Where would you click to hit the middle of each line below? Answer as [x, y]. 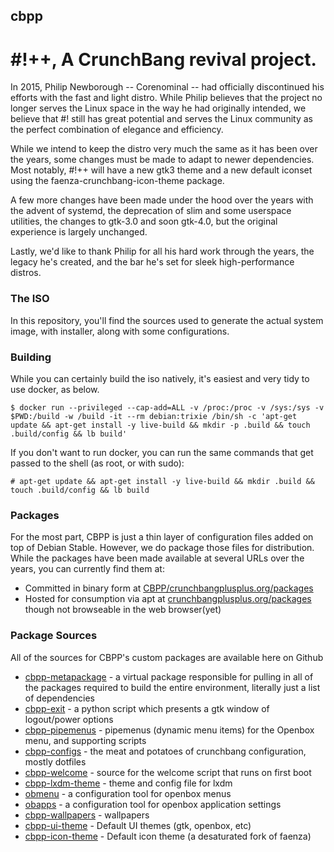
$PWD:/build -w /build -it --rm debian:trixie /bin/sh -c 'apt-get [154, 416]
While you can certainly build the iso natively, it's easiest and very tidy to [160, 378]
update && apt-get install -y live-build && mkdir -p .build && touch [160, 425]
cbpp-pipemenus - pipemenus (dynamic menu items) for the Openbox [169, 730]
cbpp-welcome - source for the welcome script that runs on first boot [168, 772]
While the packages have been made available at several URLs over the [157, 558]
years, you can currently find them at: [87, 569]
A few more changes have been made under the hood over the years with [162, 200]
